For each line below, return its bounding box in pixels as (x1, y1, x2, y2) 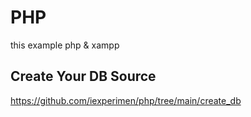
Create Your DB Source (10, 68, 157, 85)
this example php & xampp (10, 39, 120, 51)
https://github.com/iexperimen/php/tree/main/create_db (10, 94, 242, 106)
